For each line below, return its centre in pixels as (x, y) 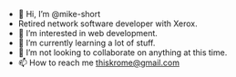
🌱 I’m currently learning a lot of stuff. (87, 43)
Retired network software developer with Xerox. (108, 24)
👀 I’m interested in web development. (87, 33)
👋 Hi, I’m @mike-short (59, 14)
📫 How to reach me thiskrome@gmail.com (99, 63)
